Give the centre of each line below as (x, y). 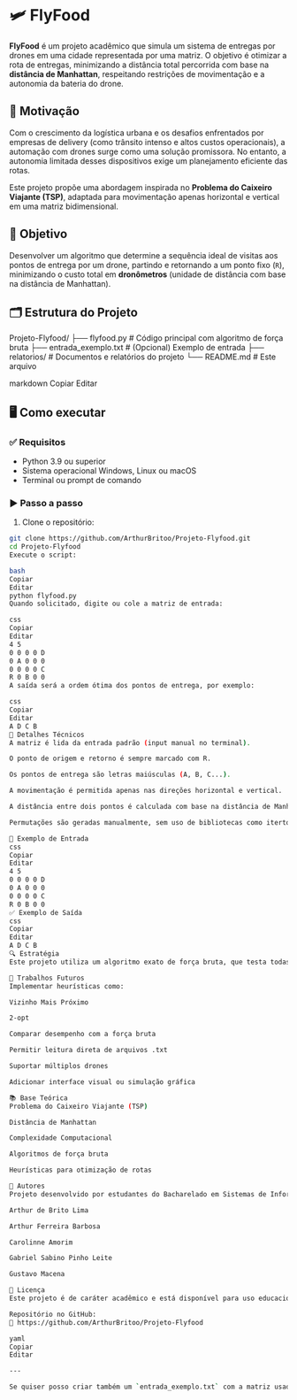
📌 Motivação (44, 111)
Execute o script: (43, 555)
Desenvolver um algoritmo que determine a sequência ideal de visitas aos (144, 255)
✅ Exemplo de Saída (46, 912)
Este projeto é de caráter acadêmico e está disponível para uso (132, 1299)
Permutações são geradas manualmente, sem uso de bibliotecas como (136, 822)
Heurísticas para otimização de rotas (80, 1170)
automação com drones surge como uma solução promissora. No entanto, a (148, 151)
